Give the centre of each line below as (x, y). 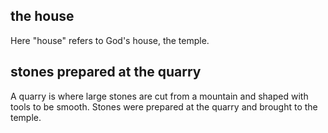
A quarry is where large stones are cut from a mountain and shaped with (159, 96)
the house (42, 16)
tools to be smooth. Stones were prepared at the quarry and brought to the (164, 106)
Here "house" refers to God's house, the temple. (110, 40)
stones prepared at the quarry (106, 72)
